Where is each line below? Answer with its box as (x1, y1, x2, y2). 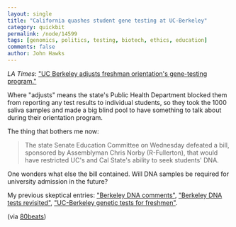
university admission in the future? (7, 177, 108, 185)
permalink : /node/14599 (7, 30, 78, 38)
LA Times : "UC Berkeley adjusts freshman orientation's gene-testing (7, 69, 208, 78)
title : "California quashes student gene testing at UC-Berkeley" (7, 17, 208, 24)
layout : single (7, 10, 52, 18)
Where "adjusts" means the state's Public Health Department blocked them (7, 90, 227, 99)
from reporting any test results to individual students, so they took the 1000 (7, 98, 227, 106)
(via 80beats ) (7, 212, 47, 221)
